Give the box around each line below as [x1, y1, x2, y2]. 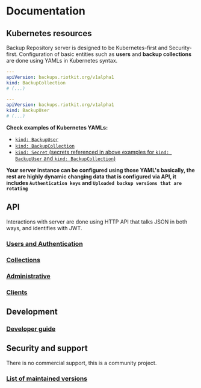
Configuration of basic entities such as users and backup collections [19, 51, 191, 58]
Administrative [6, 272, 51, 280]
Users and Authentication [6, 239, 83, 248]
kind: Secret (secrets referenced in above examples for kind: [14, 149, 170, 155]
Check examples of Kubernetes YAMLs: [6, 124, 108, 131]
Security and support [6, 343, 88, 354]
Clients [6, 288, 28, 296]
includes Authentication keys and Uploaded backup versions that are [6, 180, 182, 186]
